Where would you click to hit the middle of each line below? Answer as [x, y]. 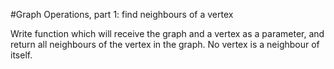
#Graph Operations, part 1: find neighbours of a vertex [122, 14]
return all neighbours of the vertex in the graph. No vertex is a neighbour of [165, 44]
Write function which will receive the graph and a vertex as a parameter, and [167, 33]
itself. [21, 55]
